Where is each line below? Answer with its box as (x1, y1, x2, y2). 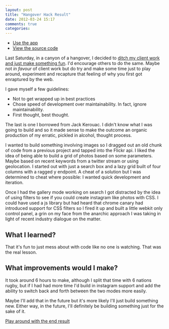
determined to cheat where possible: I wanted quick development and (5, 174, 150, 180)
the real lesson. (5, 249, 37, 255)
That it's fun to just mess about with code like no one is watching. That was (5, 243, 161, 250)
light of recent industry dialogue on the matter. (5, 216, 102, 222)
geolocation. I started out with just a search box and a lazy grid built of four (5, 163, 161, 170)
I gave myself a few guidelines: (5, 86, 69, 92)
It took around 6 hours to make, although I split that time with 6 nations (5, 277, 152, 283)
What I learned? (5, 230, 56, 239)
